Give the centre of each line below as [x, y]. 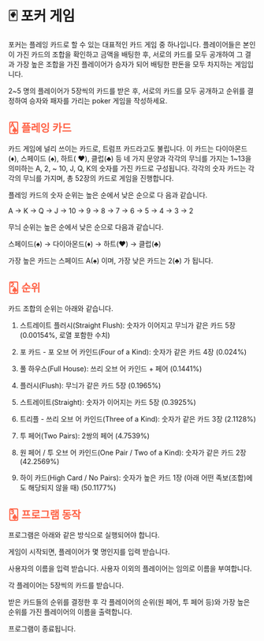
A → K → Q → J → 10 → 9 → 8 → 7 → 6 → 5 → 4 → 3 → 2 [101, 211]
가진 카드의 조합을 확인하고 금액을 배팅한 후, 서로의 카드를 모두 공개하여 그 [130, 54]
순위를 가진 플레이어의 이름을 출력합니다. [70, 612]
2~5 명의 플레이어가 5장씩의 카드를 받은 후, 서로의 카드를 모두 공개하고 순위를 [127, 91]
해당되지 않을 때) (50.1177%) [72, 487]
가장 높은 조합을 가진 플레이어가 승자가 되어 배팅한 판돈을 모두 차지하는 [125, 64]
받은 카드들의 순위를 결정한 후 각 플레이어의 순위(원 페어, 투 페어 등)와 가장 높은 [129, 602]
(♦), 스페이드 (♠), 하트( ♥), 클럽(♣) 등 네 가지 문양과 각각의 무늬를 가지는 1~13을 [130, 158]
